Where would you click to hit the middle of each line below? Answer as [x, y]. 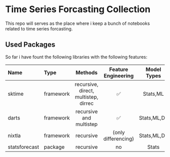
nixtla [14, 135]
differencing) [119, 139]
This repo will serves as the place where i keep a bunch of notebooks [78, 23]
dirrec [87, 103]
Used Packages [30, 45]
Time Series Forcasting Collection [78, 9]
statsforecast [24, 147]
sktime [16, 94]
